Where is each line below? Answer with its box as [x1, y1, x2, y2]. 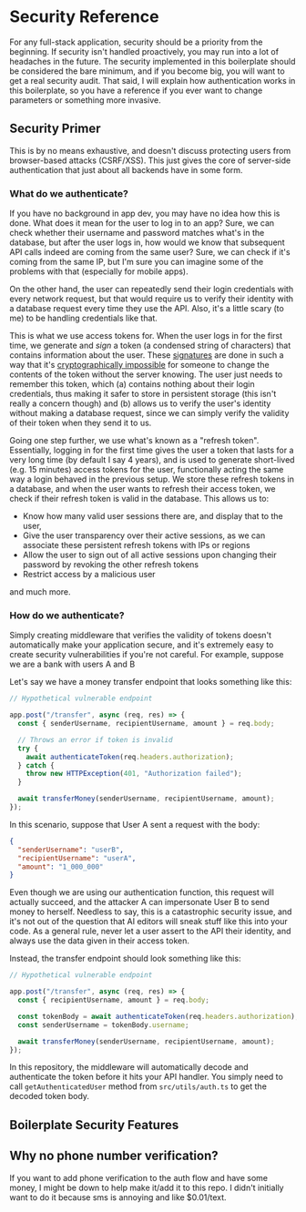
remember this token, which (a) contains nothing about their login [9, 379, 255, 390]
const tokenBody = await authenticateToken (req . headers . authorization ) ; [17, 1012, 300, 1021]
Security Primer [9, 121, 101, 137]
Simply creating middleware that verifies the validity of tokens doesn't [9, 630, 271, 641]
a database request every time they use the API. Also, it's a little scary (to [9, 303, 284, 314]
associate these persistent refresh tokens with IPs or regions [22, 540, 250, 551]
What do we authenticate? [9, 187, 129, 199]
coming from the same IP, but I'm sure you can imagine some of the [9, 257, 264, 268]
